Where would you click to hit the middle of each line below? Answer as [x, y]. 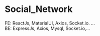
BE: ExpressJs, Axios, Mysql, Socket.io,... [47, 28]
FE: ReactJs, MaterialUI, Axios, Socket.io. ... [50, 23]
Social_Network [39, 9]
